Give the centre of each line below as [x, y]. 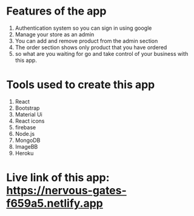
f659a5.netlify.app [55, 204]
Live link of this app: [58, 178]
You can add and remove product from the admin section [86, 41]
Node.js [25, 133]
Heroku [24, 153]
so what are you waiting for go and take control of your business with [102, 53]
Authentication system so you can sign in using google [83, 28]
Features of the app [56, 11]
